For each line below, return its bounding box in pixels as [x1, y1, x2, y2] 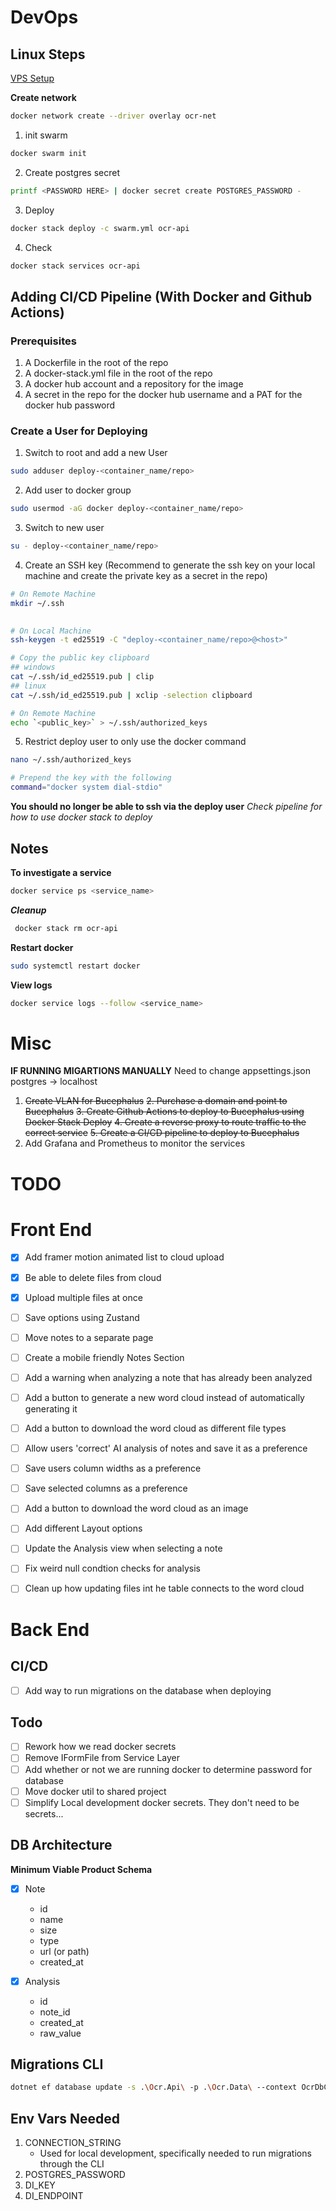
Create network [10, 92, 77, 103]
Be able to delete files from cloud [24, 1271, 162, 1283]
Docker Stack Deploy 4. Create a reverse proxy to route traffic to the [24, 1116, 307, 1128]
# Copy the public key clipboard [10, 653, 150, 663]
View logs [10, 979, 53, 991]
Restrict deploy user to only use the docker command [24, 736, 247, 748]
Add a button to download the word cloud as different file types [24, 1422, 287, 1434]
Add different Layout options [24, 1522, 143, 1535]
